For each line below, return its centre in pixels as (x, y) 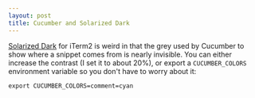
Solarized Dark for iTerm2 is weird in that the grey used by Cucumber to (126, 45)
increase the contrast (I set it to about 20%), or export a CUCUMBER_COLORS (127, 63)
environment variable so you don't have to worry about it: (102, 71)
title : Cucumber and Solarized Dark (69, 23)
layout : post (30, 16)
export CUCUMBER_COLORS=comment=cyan (71, 86)
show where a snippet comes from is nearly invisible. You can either (120, 54)
